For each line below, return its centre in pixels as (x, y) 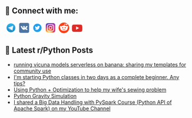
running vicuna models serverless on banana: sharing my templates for (100, 64)
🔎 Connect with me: (42, 11)
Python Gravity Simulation (45, 96)
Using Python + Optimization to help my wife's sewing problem (90, 90)
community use (32, 71)
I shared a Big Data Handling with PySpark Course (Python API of (92, 102)
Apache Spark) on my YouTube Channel (62, 108)
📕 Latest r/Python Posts (49, 50)
